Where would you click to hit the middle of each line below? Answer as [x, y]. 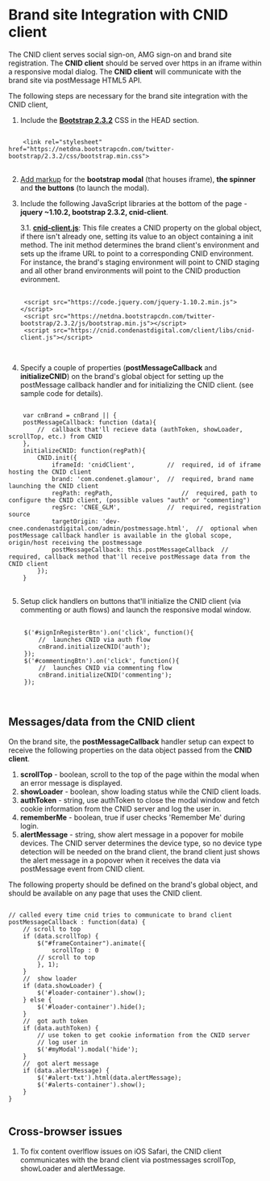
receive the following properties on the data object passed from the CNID [130, 750]
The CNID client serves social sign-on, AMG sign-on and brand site [120, 54]
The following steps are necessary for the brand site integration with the [128, 95]
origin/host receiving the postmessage [75, 542]
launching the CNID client [54, 486]
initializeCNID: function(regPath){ [85, 450]
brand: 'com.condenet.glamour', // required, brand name [152, 479]
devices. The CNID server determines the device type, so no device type [141, 843]
